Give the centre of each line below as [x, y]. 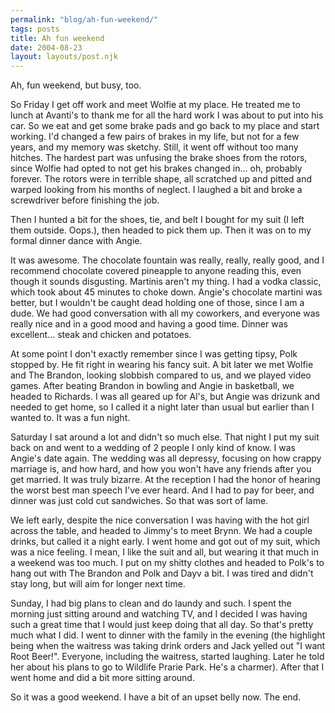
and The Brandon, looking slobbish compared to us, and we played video [161, 375]
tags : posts [35, 29]
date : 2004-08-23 [46, 47]
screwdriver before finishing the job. [85, 200]
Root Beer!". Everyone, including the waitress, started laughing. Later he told [167, 657]
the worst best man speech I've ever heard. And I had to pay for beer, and [162, 490]
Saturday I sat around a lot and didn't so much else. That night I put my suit [165, 437]
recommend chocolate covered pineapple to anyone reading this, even [156, 271]
